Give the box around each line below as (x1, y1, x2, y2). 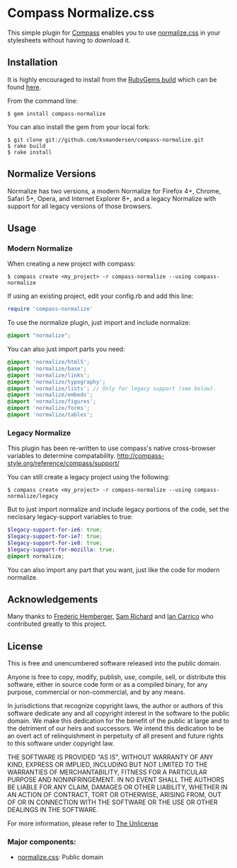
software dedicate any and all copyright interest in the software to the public (7, 709, 230, 718)
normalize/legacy (7, 493, 59, 500)
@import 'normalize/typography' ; (7, 378, 106, 385)
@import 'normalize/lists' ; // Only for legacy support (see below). (7, 384, 217, 392)
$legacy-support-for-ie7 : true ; (7, 533, 103, 540)
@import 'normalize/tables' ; (7, 411, 93, 418)
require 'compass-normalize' (7, 306, 93, 313)
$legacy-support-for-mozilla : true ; (7, 546, 115, 553)
